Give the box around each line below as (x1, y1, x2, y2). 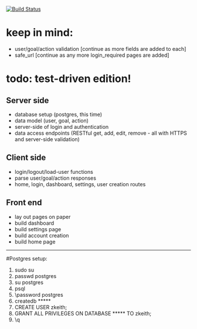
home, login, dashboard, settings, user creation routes (14, 180, 146, 187)
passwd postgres (14, 272, 57, 279)
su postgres (14, 279, 44, 286)
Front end (6, 198, 42, 208)
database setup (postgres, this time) (14, 111, 103, 118)
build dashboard (14, 220, 55, 227)
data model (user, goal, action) (14, 117, 89, 124)
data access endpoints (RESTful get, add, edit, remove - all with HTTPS (14, 129, 188, 136)
